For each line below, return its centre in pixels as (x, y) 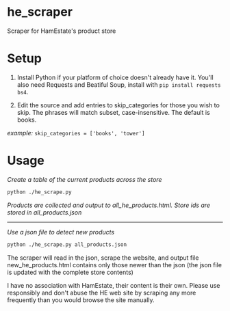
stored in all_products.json (44, 212)
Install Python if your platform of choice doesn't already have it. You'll (115, 77)
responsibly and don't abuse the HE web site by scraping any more (102, 293)
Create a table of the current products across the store (85, 179)
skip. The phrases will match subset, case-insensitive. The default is (113, 112)
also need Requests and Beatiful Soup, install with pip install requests (119, 84)
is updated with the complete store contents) (70, 272)
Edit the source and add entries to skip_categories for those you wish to (118, 105)
